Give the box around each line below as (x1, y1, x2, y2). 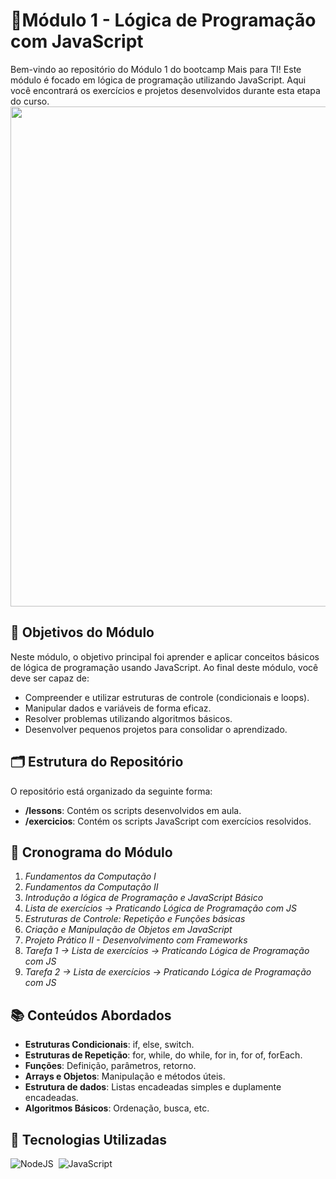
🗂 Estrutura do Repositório (10, 754, 184, 771)
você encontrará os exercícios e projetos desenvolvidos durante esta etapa (10, 84, 321, 96)
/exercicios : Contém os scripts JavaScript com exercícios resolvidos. (24, 815, 312, 827)
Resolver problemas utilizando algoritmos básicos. (24, 712, 233, 724)
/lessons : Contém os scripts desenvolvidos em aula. (24, 804, 242, 816)
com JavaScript (10, 30, 144, 53)
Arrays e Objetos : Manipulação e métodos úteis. (24, 1070, 226, 1083)
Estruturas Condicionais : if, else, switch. (24, 1039, 195, 1051)
